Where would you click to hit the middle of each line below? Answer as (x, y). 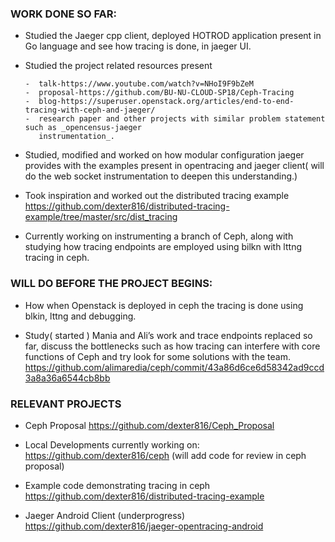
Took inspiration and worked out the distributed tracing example (157, 196)
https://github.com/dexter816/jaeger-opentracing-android (144, 526)
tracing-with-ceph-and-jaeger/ (90, 110)
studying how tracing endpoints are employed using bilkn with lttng (163, 247)
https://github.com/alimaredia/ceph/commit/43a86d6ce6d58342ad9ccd (174, 367)
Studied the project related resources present (118, 66)
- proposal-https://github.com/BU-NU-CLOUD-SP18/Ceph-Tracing (159, 93)
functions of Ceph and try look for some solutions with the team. (157, 356)
